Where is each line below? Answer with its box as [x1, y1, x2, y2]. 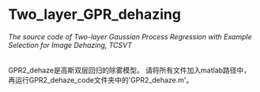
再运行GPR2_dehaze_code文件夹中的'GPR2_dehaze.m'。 [8, 75, 194, 85]
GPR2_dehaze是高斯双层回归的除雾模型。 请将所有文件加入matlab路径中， [8, 65, 251, 75]
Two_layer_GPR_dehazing [8, 6, 182, 24]
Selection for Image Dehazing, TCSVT [8, 40, 133, 50]
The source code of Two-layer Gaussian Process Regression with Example [8, 31, 252, 41]
